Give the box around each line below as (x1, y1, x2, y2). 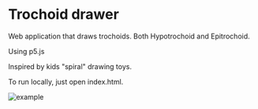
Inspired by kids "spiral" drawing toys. (8, 61, 133, 71)
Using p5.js (8, 46, 45, 56)
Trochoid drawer (8, 5, 120, 24)
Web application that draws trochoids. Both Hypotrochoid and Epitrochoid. (8, 31, 250, 41)
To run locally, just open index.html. (8, 77, 124, 86)
